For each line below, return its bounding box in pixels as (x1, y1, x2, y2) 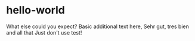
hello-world (6, 4, 66, 17)
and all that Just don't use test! (6, 29, 82, 36)
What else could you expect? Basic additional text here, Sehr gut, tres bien (6, 23, 190, 30)
